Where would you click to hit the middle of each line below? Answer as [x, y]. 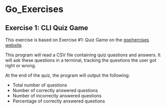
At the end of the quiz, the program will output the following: [68, 75]
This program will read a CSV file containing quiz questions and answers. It [83, 55]
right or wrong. [21, 66]
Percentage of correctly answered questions [59, 101]
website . [14, 45]
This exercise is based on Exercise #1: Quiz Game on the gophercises [77, 40]
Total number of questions [40, 85]
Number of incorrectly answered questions [57, 96]
